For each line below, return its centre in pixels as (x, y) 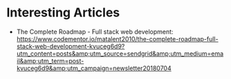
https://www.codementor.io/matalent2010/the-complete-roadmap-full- (117, 38)
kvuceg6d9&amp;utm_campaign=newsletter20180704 (94, 68)
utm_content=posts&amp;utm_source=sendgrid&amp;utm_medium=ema (120, 54)
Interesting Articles (63, 13)
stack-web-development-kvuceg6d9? (71, 46)
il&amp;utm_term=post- (50, 60)
